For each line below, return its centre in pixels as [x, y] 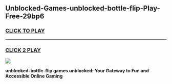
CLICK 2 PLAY [23, 50]
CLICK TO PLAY [25, 31]
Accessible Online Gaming [34, 76]
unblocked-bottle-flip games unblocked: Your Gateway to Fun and [77, 70]
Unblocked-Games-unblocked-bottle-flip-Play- [83, 8]
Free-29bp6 [25, 17]
